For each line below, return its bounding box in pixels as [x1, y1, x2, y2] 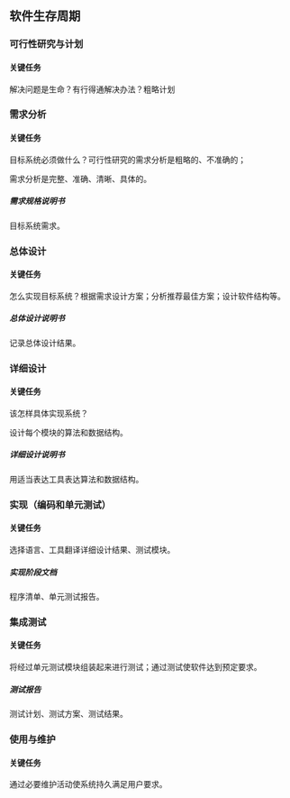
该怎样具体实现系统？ [9, 408, 88, 418]
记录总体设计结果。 [9, 337, 81, 348]
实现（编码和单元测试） [9, 499, 111, 511]
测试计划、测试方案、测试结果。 [9, 708, 128, 719]
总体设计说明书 [9, 313, 65, 324]
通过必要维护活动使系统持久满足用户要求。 [9, 779, 168, 790]
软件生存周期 [9, 8, 81, 24]
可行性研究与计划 [9, 38, 84, 50]
